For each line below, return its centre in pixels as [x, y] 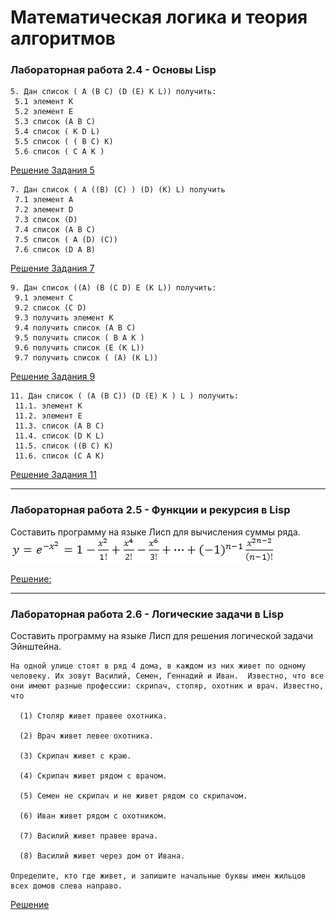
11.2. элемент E [48, 416]
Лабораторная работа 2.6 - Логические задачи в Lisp [147, 614]
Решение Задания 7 [52, 268]
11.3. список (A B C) [59, 426]
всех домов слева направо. [66, 886]
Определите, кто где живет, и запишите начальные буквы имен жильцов [158, 876]
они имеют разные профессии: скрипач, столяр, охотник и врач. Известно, [167, 686]
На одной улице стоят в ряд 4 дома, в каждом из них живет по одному [158, 666]
